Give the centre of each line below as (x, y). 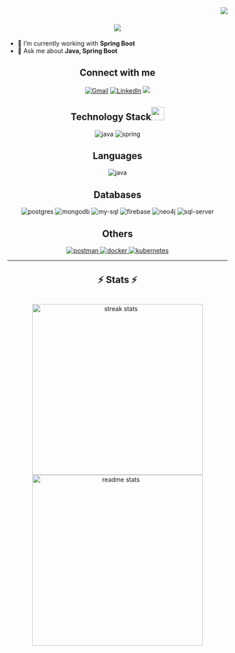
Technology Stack (111, 117)
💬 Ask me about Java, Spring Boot (67, 50)
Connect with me (117, 73)
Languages (117, 156)
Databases (117, 194)
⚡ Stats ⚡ (117, 280)
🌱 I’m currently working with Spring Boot (76, 43)
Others (117, 234)
